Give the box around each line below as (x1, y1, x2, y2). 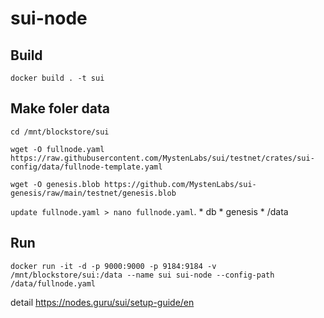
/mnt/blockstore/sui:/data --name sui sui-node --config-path (10, 270, 275, 280)
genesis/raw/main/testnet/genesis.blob (10, 188, 177, 198)
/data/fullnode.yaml (10, 278, 97, 289)
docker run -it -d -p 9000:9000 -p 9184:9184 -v (10, 261, 217, 271)
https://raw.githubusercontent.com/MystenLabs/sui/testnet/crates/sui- (10, 153, 315, 163)
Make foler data (10, 100, 110, 117)
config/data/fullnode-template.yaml (10, 162, 163, 172)
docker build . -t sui (10, 73, 105, 83)
